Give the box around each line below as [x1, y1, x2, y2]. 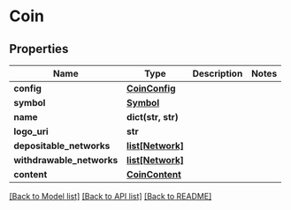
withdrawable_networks [13, 154, 119, 166]
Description [192, 68, 243, 79]
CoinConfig [126, 82, 176, 94]
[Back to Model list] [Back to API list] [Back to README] [9, 191, 212, 201]
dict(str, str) [126, 111, 179, 123]
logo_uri [13, 125, 49, 138]
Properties [9, 41, 69, 56]
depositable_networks [13, 139, 111, 152]
